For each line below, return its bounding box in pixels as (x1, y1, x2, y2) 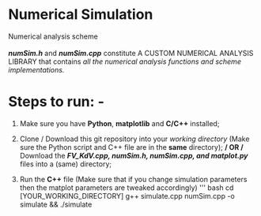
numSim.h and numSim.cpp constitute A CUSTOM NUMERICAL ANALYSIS (8, 48, 254, 58)
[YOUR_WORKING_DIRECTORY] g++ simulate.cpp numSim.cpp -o (19, 191, 235, 200)
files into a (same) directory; (19, 159, 112, 169)
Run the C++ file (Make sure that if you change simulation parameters (19, 174, 248, 184)
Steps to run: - (8, 93, 105, 111)
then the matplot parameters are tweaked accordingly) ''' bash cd (19, 183, 234, 192)
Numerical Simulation (8, 6, 153, 24)
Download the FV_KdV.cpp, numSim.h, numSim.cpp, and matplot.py (19, 151, 248, 160)
